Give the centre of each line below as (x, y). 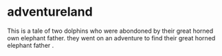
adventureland (50, 12)
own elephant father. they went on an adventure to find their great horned (111, 38)
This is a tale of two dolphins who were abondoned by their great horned (110, 31)
